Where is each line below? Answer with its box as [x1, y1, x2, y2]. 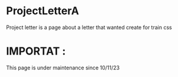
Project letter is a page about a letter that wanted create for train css [6, 24, 172, 31]
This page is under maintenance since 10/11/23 [6, 64, 120, 71]
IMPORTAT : [6, 44, 66, 58]
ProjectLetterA [6, 4, 80, 18]
